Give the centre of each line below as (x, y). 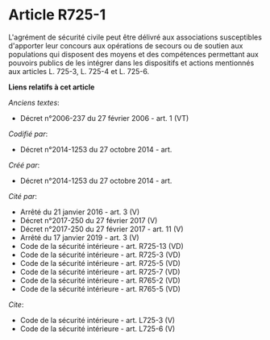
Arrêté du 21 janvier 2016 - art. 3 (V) (80, 212)
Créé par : (24, 165)
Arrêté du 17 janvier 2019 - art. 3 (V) (79, 237)
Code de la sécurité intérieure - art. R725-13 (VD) (102, 246)
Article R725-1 (57, 15)
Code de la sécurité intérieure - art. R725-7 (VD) (100, 272)
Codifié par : (28, 134)
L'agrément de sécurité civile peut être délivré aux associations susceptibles (135, 37)
